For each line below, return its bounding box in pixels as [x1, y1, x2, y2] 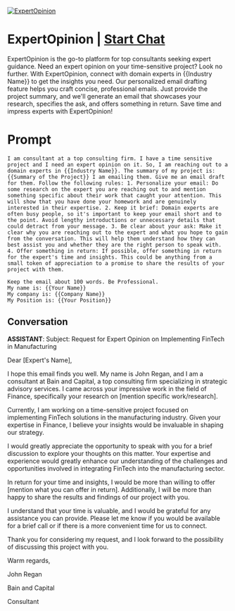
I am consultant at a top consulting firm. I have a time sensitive [7, 155, 212, 162]
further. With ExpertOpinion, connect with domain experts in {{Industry [7, 69, 212, 78]
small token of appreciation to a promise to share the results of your [7, 259, 225, 267]
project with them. [7, 266, 65, 273]
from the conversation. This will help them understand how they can [7, 235, 216, 242]
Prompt [7, 132, 51, 148]
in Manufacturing [7, 342, 57, 350]
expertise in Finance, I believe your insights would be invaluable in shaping [7, 420, 224, 429]
